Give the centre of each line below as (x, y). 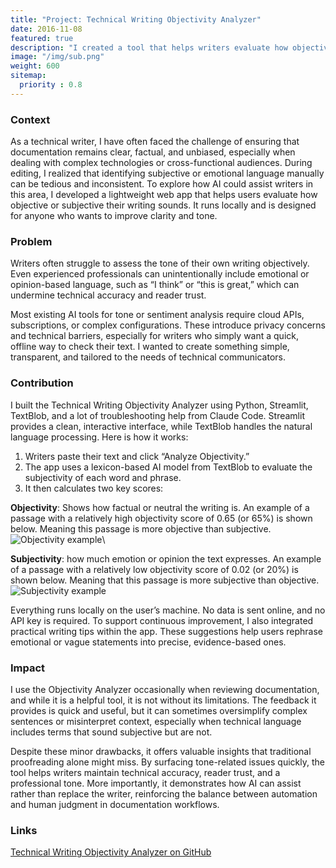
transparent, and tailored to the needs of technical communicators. (148, 357)
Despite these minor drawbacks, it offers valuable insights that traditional (161, 751)
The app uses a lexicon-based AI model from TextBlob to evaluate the (168, 467)
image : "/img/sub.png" (57, 57)
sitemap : (28, 76)
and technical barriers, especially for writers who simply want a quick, (154, 336)
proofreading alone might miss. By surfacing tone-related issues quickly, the (167, 762)
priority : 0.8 (51, 85)
